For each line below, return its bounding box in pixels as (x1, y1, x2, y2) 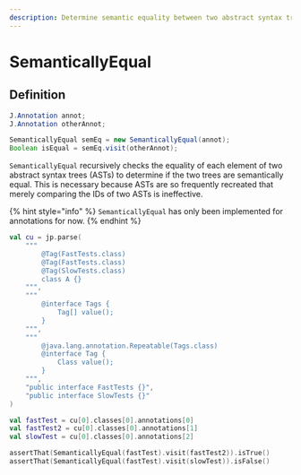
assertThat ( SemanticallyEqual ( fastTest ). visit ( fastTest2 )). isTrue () (9, 449, 271, 458)
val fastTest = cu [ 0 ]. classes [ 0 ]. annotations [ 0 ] (9, 416, 194, 425)
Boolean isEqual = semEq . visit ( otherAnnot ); (9, 144, 178, 153)
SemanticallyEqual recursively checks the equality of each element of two (9, 160, 283, 171)
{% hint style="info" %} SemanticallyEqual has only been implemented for (9, 206, 284, 217)
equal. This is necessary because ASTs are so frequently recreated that (9, 179, 273, 190)
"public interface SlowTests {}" (25, 391, 150, 400)
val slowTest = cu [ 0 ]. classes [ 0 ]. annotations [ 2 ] (9, 432, 194, 442)
